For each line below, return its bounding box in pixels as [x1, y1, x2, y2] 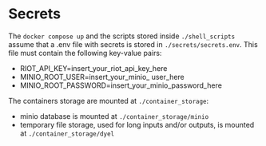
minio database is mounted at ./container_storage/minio [19, 111, 209, 120]
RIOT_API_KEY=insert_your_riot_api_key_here [19, 63, 168, 73]
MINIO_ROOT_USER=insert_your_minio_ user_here [19, 72, 185, 81]
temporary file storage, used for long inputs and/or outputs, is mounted [19, 120, 255, 129]
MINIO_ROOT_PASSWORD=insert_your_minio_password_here [19, 81, 222, 90]
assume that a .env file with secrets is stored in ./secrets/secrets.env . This [8, 39, 258, 49]
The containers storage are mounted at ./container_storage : [8, 96, 209, 105]
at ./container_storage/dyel [19, 128, 114, 138]
